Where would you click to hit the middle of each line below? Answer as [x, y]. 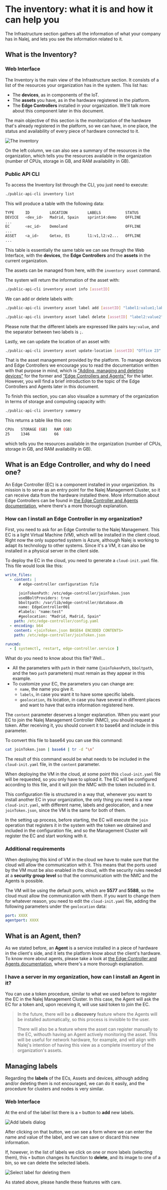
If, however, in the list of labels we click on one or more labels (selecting [79, 1152]
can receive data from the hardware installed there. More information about [82, 495]
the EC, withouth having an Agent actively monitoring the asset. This [87, 1035]
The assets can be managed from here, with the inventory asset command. [83, 270]
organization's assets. [40, 1051]
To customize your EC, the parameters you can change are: [73, 684]
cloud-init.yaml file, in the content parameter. [53, 764]
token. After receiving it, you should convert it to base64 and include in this [82, 725]
